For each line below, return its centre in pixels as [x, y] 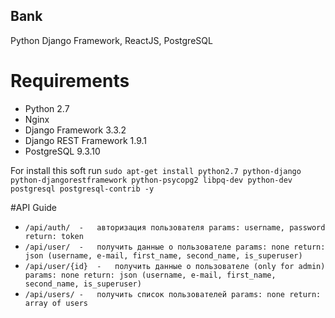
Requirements [70, 81]
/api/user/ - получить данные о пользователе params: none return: [175, 247]
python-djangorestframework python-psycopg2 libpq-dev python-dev [151, 180]
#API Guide [34, 207]
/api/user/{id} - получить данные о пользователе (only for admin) [175, 266]
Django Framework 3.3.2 [75, 130]
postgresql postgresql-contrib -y [82, 189]
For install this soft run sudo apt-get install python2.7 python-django [156, 170]
